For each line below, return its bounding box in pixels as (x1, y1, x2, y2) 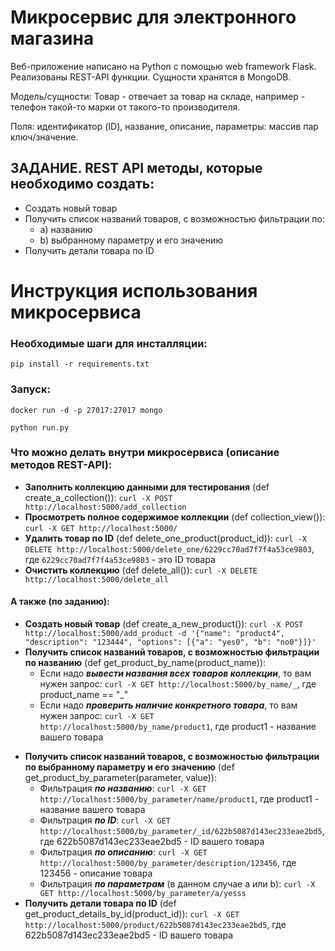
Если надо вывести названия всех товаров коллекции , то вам (39, 667, 312, 680)
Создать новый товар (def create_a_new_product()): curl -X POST (24, 618, 304, 630)
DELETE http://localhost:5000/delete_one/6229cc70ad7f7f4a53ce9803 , (24, 542, 315, 555)
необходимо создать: (10, 176, 155, 193)
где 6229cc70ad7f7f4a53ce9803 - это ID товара (24, 553, 216, 565)
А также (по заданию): (10, 596, 110, 608)
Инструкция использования (10, 279, 258, 302)
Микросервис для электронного (10, 6, 297, 29)
